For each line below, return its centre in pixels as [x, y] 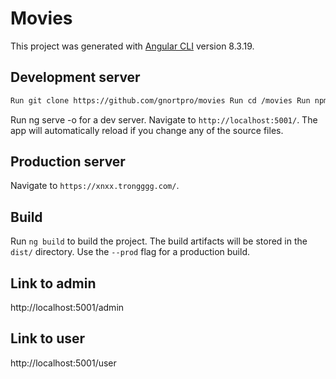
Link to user [48, 338]
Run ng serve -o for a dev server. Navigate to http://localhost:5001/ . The [164, 119]
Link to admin [53, 283]
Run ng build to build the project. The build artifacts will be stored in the [159, 241]
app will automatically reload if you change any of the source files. [147, 130]
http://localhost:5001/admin [67, 308]
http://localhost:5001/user [63, 363]
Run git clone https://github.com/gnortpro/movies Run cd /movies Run [160, 100]
